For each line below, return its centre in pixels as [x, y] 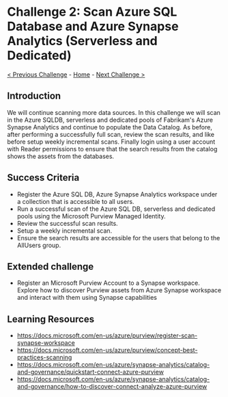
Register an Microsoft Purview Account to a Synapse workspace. [108, 283]
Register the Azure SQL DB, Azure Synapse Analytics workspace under [117, 194]
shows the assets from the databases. [61, 156]
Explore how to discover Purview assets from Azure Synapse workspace [119, 290]
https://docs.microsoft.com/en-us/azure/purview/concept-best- [107, 350]
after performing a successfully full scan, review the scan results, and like [111, 134]
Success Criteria [43, 178]
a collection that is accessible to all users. [75, 201]
